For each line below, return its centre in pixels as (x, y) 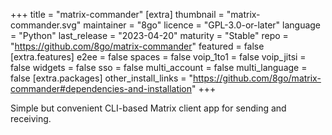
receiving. (31, 118)
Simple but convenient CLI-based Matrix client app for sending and (148, 108)
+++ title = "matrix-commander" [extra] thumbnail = (117, 14)
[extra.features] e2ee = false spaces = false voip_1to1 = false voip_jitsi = (158, 57)
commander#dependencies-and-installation (101, 88)
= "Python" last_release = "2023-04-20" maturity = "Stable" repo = (149, 35)
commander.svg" (46, 25)
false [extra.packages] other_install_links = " (101, 78)
